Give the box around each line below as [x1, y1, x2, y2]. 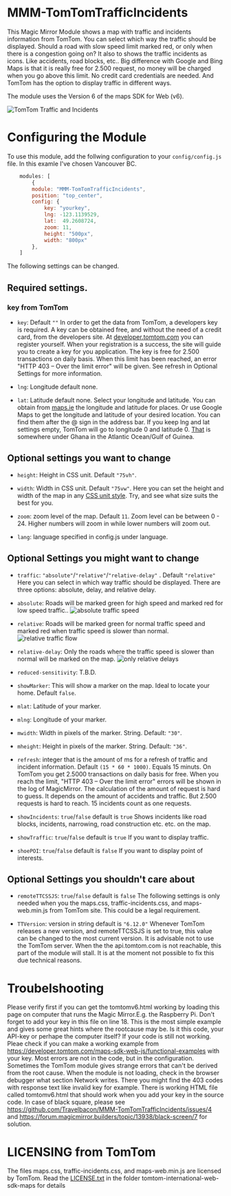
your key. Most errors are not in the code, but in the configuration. [7, 1054, 195, 1063]
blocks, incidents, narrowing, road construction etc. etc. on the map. [16, 820, 211, 828]
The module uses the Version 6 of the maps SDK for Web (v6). [7, 91, 184, 100]
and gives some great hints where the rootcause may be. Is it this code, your [7, 1025, 224, 1033]
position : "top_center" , [32, 192, 103, 199]
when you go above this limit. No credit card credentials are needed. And [7, 71, 214, 80]
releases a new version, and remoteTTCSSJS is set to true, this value [16, 927, 212, 935]
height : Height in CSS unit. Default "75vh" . [16, 470, 137, 479]
